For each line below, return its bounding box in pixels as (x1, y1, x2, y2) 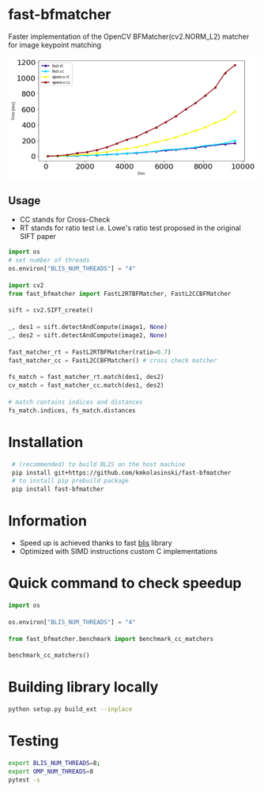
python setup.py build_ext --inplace (8, 706, 133, 714)
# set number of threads (8, 256, 90, 264)
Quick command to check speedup (8, 574, 242, 593)
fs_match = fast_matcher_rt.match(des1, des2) (8, 373, 164, 381)
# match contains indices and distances (8, 398, 144, 407)
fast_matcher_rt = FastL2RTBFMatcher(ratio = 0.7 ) (8, 348, 172, 356)
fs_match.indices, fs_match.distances (8, 406, 136, 415)
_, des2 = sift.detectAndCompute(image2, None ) (8, 332, 168, 339)
